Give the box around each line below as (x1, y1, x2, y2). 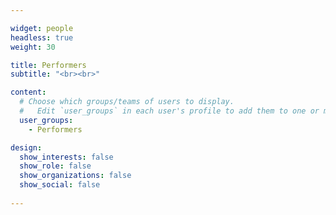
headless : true (10, 32, 74, 43)
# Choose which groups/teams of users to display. (19, 97, 235, 107)
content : (10, 87, 47, 98)
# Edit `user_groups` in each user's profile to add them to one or (19, 106, 320, 116)
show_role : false (19, 161, 92, 171)
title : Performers (10, 60, 87, 70)
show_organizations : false (19, 171, 132, 181)
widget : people (10, 23, 74, 33)
